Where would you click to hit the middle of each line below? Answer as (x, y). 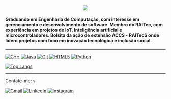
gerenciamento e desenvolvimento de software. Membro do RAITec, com (84, 24)
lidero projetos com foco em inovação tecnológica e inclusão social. (79, 40)
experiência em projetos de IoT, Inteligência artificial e (64, 30)
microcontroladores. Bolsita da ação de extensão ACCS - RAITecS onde (82, 35)
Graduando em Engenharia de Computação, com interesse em (73, 19)
